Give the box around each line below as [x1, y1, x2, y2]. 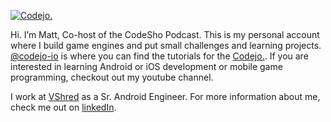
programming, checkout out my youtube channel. [10, 71, 214, 83]
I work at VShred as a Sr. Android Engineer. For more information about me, [10, 91, 321, 102]
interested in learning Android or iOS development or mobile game [10, 61, 283, 72]
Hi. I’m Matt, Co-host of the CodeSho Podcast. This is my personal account [10, 29, 320, 40]
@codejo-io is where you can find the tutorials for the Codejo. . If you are [10, 50, 309, 62]
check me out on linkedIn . [10, 101, 117, 113]
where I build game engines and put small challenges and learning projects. [10, 40, 322, 51]
